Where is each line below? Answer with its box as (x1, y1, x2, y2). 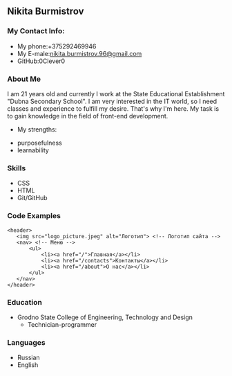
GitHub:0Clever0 (17, 57, 66, 65)
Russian (17, 353, 40, 362)
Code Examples (7, 211, 61, 221)
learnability (17, 145, 50, 154)
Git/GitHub (17, 194, 48, 202)
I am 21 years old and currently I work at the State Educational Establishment (7, 89, 225, 98)
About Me (7, 74, 41, 84)
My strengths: (17, 125, 57, 134)
